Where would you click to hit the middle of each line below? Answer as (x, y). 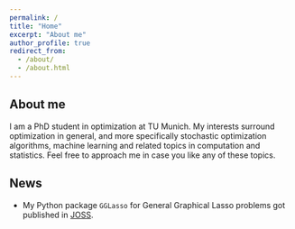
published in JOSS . (58, 215)
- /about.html (44, 69)
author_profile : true (50, 43)
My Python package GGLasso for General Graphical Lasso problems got (154, 205)
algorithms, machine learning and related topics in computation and (135, 145)
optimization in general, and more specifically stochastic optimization (138, 135)
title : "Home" (36, 26)
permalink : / (34, 18)
